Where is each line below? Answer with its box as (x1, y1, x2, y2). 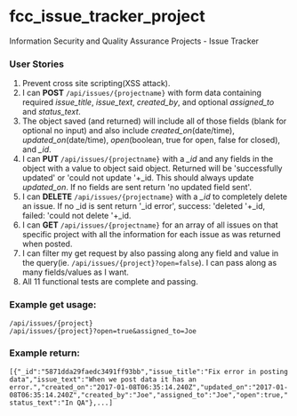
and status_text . (21, 107, 82, 117)
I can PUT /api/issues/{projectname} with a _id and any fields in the (21, 154, 274, 164)
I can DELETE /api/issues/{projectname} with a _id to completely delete (21, 191, 288, 202)
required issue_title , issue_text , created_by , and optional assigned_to (21, 97, 275, 108)
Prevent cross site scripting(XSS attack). (21, 78, 171, 89)
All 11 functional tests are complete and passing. (21, 276, 198, 287)
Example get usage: (9, 299, 97, 311)
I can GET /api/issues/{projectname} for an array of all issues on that (21, 220, 278, 230)
